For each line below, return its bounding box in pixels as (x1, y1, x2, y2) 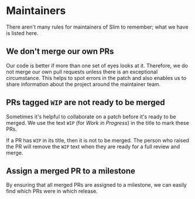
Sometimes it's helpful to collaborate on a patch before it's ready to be (6, 113, 176, 120)
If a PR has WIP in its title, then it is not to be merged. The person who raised (6, 137, 189, 144)
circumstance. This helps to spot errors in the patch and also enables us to (6, 74, 186, 81)
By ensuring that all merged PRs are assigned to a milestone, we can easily (6, 181, 187, 188)
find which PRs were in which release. (6, 188, 98, 195)
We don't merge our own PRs (6, 47, 114, 57)
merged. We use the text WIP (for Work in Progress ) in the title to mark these (6, 119, 189, 126)
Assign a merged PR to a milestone (6, 166, 136, 176)
